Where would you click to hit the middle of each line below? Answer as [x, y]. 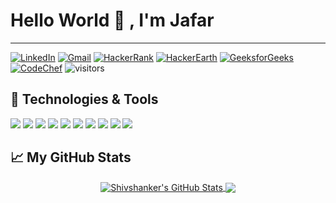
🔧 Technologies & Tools [84, 99]
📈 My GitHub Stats [71, 157]
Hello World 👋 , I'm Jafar [112, 20]
